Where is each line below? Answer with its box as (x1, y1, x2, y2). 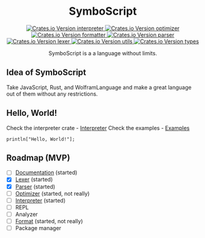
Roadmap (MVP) (6, 152, 70, 163)
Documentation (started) (15, 169, 78, 176)
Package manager (15, 224, 62, 231)
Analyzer (15, 210, 38, 218)
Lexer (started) (15, 176, 53, 183)
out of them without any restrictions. (6, 90, 98, 98)
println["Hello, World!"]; (6, 136, 75, 142)
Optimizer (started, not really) (15, 190, 90, 197)
